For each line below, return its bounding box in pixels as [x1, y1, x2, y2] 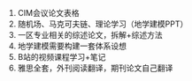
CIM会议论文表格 [17, 8, 80, 18]
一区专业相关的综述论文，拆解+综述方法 [17, 30, 164, 40]
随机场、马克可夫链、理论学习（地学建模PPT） [17, 18, 188, 29]
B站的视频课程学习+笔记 [17, 52, 106, 62]
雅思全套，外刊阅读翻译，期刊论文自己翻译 [17, 63, 173, 73]
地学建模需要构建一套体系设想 [17, 40, 127, 51]
